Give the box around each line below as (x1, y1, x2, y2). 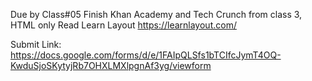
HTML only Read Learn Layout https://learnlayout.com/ (10, 19, 237, 31)
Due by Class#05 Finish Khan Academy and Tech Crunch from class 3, (10, 9, 303, 20)
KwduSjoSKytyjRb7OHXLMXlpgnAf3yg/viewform (10, 60, 212, 71)
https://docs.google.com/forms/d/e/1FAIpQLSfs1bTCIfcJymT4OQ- (10, 49, 282, 61)
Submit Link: (10, 39, 62, 50)
